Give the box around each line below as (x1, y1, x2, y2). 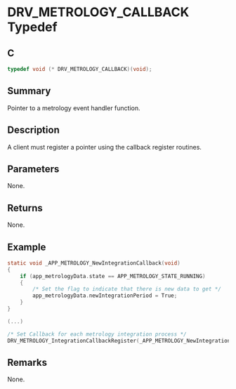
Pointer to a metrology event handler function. (7, 103, 140, 112)
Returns (7, 202, 44, 214)
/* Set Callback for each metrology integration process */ (7, 331, 188, 338)
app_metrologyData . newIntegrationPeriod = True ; (32, 292, 178, 299)
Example (7, 241, 46, 253)
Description (7, 124, 60, 136)
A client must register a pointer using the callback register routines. (7, 143, 202, 151)
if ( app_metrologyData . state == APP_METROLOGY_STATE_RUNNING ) (20, 272, 206, 279)
